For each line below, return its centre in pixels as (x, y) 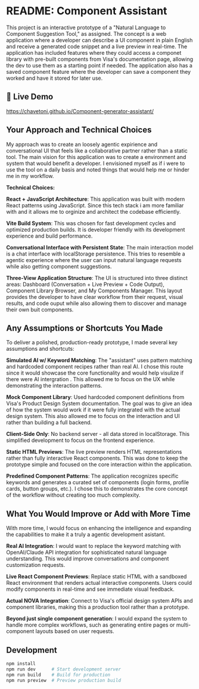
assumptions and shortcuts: (40, 349)
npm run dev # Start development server (63, 669)
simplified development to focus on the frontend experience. (80, 440)
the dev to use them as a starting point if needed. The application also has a (99, 65)
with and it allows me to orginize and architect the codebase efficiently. (94, 211)
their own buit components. (40, 309)
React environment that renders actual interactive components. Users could (99, 583)
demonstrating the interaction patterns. (54, 386)
